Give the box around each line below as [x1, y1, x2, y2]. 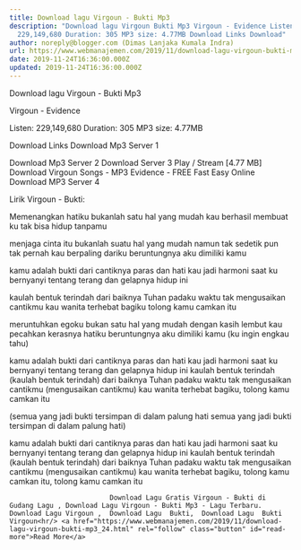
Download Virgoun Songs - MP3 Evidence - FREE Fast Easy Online [9, 167, 255, 178]
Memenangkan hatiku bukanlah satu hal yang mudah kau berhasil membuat [9, 211, 288, 222]
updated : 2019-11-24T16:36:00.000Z [9, 64, 142, 73]
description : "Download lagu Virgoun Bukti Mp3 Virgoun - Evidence [9, 22, 267, 31]
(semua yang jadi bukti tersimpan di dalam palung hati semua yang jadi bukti [9, 410, 292, 422]
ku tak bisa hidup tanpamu [9, 221, 107, 231]
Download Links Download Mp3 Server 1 [9, 140, 159, 151]
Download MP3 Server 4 [9, 176, 100, 187]
